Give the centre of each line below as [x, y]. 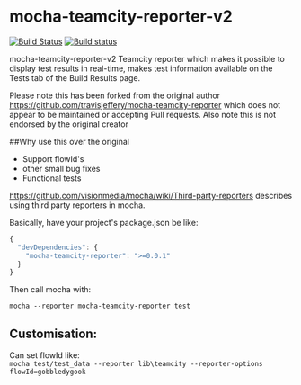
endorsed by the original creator [69, 124]
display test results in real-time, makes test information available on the [141, 68]
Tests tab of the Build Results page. [75, 77]
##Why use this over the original [70, 141]
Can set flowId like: [45, 355]
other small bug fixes [61, 168]
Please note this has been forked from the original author [115, 95]
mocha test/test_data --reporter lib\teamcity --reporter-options [136, 364]
